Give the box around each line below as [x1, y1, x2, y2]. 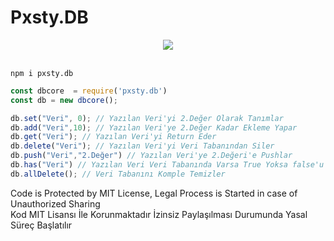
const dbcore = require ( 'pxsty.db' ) [10, 86, 168, 96]
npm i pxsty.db [10, 68, 74, 78]
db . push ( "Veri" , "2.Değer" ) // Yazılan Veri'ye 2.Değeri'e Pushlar [10, 151, 293, 161]
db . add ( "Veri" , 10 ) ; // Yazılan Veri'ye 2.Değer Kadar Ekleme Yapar [10, 122, 298, 133]
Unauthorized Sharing [10, 197, 101, 210]
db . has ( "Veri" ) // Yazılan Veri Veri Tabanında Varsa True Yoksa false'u [10, 160, 325, 170]
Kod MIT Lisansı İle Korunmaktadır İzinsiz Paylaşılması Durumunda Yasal [10, 208, 308, 220]
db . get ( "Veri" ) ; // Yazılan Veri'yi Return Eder [10, 132, 217, 142]
